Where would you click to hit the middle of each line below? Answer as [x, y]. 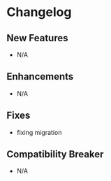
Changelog [39, 12]
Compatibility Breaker [55, 154]
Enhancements [40, 77]
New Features [37, 38]
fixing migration [39, 132]
